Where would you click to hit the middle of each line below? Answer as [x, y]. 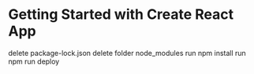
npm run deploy [34, 61]
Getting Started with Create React [121, 15]
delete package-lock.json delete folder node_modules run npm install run [127, 53]
